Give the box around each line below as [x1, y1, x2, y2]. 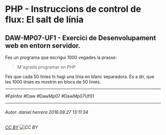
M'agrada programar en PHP [17, 64, 76, 70]
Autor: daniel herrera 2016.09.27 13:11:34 [5, 109, 88, 115]
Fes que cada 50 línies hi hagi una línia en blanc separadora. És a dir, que [5, 74, 155, 80]
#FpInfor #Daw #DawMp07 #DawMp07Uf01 [5, 93, 94, 99]
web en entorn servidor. [5, 41, 81, 50]
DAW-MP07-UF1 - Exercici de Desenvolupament [5, 34, 157, 42]
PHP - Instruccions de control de [5, 3, 141, 15]
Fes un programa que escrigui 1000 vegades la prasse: [5, 54, 117, 60]
